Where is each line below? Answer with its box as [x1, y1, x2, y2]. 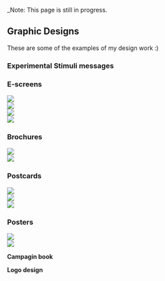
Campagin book [7, 252, 53, 260]
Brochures [7, 132, 43, 141]
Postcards [7, 171, 42, 181]
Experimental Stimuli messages [7, 61, 115, 71]
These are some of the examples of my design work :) [7, 44, 159, 52]
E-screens [7, 79, 42, 88]
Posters [7, 217, 34, 227]
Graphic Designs [7, 25, 80, 37]
